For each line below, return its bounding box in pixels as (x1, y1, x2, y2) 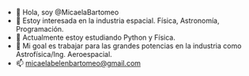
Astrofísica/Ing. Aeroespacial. (15, 50, 112, 59)
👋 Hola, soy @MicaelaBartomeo (15, 8, 119, 17)
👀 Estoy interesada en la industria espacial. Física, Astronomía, (15, 16, 220, 25)
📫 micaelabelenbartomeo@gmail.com (15, 59, 141, 67)
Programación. (15, 25, 65, 33)
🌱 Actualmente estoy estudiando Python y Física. (15, 32, 176, 42)
